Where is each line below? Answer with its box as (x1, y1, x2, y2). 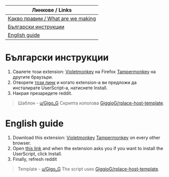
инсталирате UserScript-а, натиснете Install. (12, 85, 108, 91)
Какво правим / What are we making (8, 15, 96, 22)
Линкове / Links (32, 7, 72, 13)
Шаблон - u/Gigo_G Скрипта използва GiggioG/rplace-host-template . (17, 100, 164, 106)
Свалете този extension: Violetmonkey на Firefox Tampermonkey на (12, 68, 156, 75)
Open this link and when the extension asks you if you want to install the (12, 145, 163, 151)
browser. (12, 139, 31, 146)
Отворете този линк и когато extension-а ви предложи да (12, 79, 137, 85)
